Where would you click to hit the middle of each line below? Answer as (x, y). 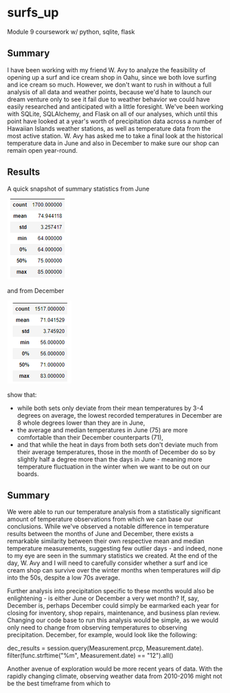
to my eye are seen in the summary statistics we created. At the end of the (112, 556)
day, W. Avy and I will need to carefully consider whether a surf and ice (107, 563)
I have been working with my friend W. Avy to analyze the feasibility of (106, 70)
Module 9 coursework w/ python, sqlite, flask (71, 32)
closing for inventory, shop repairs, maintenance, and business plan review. (114, 613)
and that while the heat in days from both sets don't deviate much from (117, 445)
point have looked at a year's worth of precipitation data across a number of (115, 121)
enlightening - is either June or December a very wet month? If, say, (103, 598)
